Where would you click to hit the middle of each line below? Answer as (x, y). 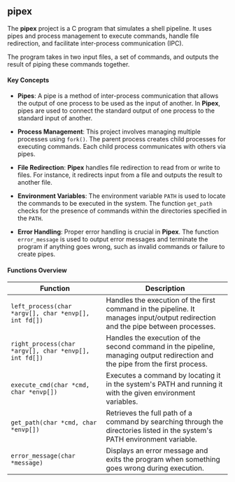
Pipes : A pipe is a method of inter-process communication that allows (118, 96)
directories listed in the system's (159, 431)
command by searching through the (165, 422)
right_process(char (43, 344)
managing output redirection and (160, 355)
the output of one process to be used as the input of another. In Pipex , (119, 104)
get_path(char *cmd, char (54, 423)
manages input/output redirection (161, 318)
